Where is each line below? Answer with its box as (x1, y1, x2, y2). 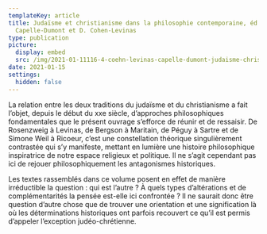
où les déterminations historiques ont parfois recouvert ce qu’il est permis (8, 208, 250, 217)
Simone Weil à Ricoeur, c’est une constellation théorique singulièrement (8, 133, 242, 143)
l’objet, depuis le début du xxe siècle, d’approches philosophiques (8, 108, 224, 117)
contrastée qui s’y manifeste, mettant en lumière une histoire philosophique (8, 142, 255, 152)
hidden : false (15, 78, 62, 86)
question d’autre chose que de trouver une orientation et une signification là (8, 199, 257, 209)
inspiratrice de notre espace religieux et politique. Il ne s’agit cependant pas (8, 150, 257, 159)
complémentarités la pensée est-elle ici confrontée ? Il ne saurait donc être (8, 191, 254, 201)
